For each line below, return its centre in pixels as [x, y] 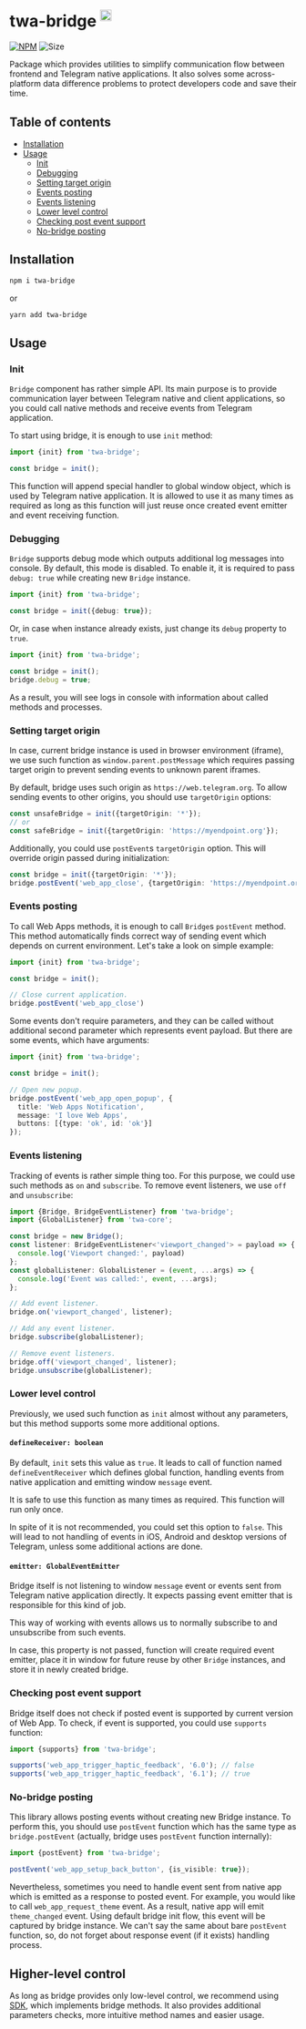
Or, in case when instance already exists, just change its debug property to [148, 629]
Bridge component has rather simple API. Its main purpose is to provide [143, 389]
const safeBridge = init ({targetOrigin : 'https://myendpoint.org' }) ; [144, 830]
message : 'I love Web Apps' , [73, 1115]
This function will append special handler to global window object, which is [150, 487]
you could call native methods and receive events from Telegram [131, 408]
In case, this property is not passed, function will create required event [142, 1650]
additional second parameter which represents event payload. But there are [151, 1030]
